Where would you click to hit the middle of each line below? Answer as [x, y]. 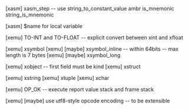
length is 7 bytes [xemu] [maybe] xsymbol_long [63, 55]
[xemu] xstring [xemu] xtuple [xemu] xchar [57, 78]
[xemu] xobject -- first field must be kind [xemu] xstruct [73, 66]
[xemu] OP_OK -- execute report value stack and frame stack [80, 89]
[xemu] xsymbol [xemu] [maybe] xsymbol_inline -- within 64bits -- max [92, 49]
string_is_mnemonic [30, 15]
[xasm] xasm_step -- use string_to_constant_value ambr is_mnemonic [90, 9]
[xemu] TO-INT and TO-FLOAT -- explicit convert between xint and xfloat [94, 37]
